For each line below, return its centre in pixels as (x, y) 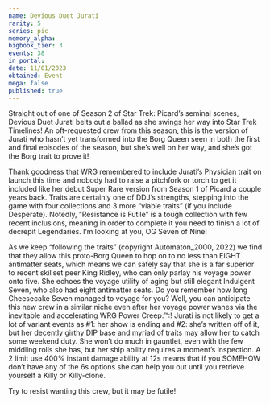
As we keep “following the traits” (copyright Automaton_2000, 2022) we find (135, 247)
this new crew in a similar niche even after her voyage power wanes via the (133, 307)
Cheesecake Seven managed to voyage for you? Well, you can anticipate (129, 299)
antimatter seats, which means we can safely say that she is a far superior (131, 264)
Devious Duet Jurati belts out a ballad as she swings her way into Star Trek (133, 122)
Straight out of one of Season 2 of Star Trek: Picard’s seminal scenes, (124, 113)
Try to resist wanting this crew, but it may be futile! (92, 391)
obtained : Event (35, 76)
